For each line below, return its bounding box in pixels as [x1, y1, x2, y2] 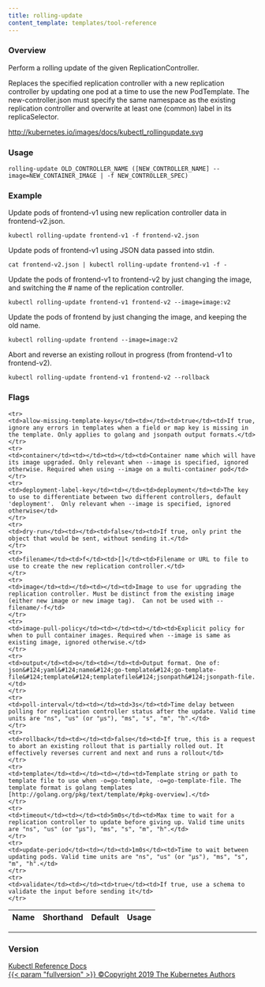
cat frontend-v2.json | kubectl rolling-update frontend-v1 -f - [8, 261, 227, 269]
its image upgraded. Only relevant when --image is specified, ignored [8, 458, 248, 467]
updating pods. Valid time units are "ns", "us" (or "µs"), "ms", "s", [8, 853, 248, 860]
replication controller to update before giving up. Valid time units [8, 818, 245, 826]
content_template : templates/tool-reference [8, 19, 157, 27]
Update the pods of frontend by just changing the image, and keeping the [8, 312, 247, 322]
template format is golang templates [8, 784, 132, 792]
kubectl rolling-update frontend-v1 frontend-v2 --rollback [8, 373, 211, 382]
